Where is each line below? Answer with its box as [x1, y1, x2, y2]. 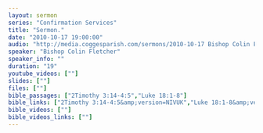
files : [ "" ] [8, 84, 47, 92]
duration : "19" [8, 63, 58, 70]
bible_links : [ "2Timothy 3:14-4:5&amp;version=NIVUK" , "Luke [8, 99, 209, 106]
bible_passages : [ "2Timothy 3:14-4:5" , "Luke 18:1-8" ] [8, 92, 188, 99]
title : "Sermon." [8, 26, 65, 34]
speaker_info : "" [8, 56, 65, 63]
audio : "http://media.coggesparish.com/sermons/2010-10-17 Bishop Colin [8, 41, 250, 49]
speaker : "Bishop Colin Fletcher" [8, 48, 121, 56]
